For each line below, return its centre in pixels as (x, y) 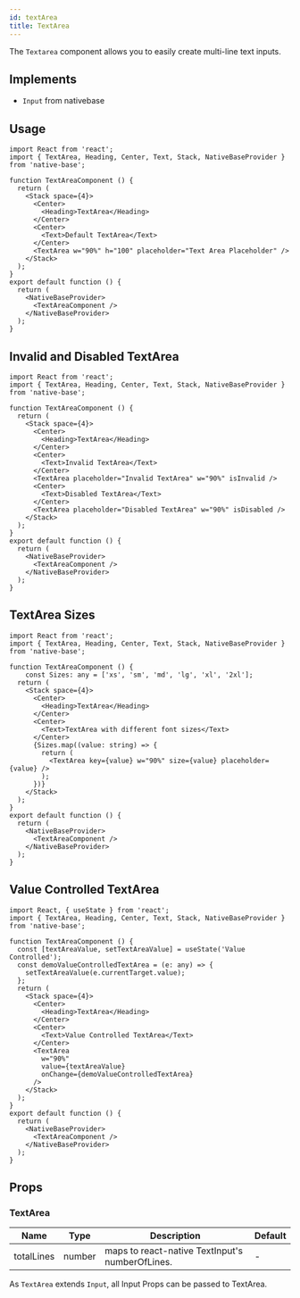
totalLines (34, 1257)
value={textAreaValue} (83, 1066)
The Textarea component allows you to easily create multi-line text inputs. (145, 51)
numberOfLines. (138, 1262)
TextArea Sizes (52, 616)
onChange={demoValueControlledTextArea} (117, 1074)
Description (175, 1236)
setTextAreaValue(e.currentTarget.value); (105, 973)
